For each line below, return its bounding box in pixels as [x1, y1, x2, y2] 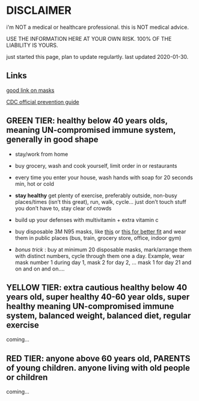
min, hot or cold [14, 180, 54, 187]
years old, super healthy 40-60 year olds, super [6, 292, 190, 302]
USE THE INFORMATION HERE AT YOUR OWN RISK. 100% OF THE [6, 35, 172, 42]
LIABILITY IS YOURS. [6, 41, 58, 49]
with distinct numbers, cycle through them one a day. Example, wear [14, 252, 185, 259]
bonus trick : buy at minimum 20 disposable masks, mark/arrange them [14, 246, 192, 253]
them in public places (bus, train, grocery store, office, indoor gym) [14, 234, 182, 241]
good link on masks [6, 87, 55, 94]
